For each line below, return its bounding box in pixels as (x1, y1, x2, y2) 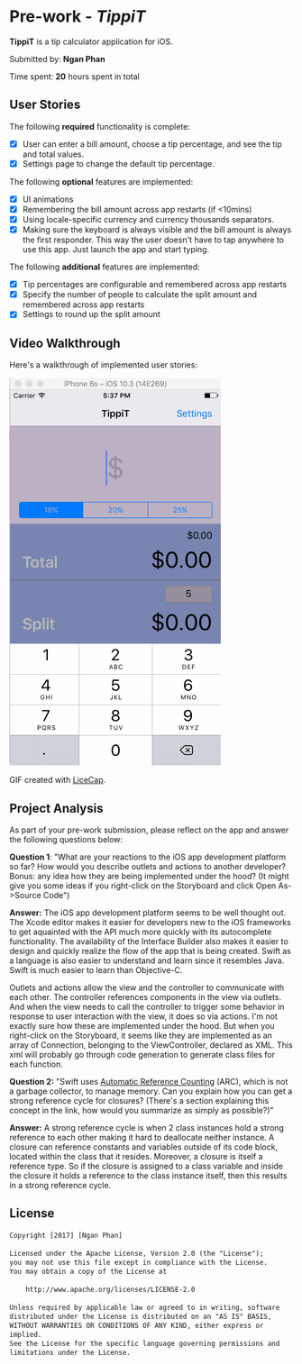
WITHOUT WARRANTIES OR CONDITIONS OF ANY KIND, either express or (9, 1321, 264, 1330)
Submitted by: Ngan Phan (9, 53, 105, 64)
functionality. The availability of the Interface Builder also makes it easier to (9, 935, 288, 947)
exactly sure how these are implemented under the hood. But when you (9, 1020, 275, 1031)
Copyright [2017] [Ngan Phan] (9, 1231, 124, 1240)
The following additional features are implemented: (9, 261, 200, 272)
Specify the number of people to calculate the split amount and (22, 289, 258, 300)
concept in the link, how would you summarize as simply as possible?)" (9, 1105, 274, 1115)
